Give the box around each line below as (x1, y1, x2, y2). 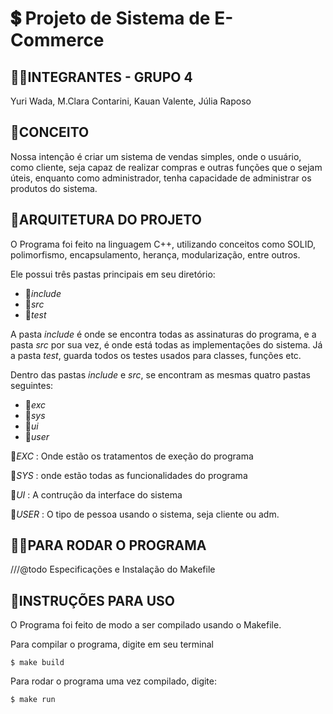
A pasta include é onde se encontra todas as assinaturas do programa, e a (10, 328, 317, 340)
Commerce (10, 29, 105, 52)
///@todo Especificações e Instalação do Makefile (10, 563, 216, 576)
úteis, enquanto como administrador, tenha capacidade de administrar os (10, 172, 312, 184)
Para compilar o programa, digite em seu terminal (10, 638, 214, 651)
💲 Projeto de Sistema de (10, 7, 211, 30)
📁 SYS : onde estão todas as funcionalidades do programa (10, 469, 248, 481)
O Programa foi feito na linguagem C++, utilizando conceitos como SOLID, (10, 238, 316, 250)
